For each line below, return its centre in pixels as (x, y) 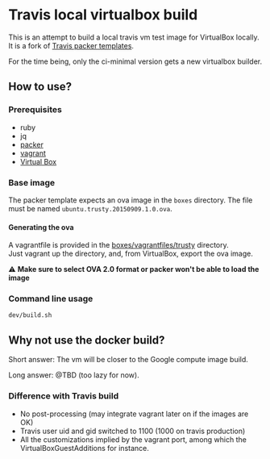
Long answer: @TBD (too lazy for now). (74, 375)
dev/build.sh (30, 315)
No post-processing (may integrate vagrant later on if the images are (134, 414)
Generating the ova (41, 227)
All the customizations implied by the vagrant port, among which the (133, 439)
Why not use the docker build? (87, 340)
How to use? (40, 87)
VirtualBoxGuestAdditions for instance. (84, 448)
